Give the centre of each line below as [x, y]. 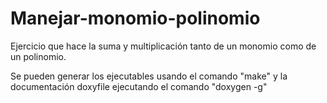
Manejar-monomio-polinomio [135, 18]
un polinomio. [38, 56]
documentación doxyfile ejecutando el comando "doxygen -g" [139, 86]
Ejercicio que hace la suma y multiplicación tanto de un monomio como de [163, 46]
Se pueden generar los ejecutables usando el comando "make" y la [149, 76]
